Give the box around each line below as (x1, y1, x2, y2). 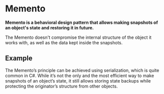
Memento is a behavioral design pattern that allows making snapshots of (5, 19, 159, 25)
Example (5, 54, 33, 63)
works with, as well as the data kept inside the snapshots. (5, 39, 123, 45)
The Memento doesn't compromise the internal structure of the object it (5, 34, 152, 40)
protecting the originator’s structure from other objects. (5, 83, 118, 89)
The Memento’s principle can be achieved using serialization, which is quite (5, 67, 160, 73)
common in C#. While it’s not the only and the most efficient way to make (5, 73, 155, 79)
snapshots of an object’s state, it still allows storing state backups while (5, 78, 151, 84)
